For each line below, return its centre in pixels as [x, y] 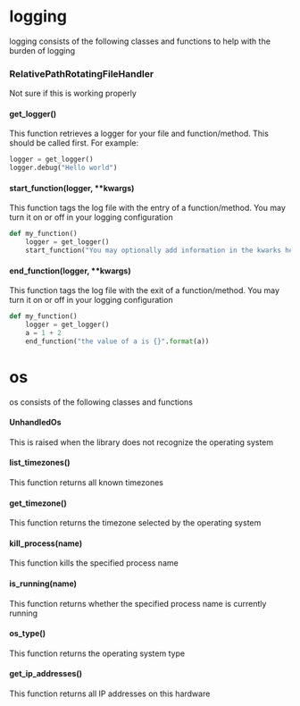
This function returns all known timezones [86, 483]
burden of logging [42, 50]
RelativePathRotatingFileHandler [82, 73]
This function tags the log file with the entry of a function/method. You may [147, 208]
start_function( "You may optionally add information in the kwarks [153, 251]
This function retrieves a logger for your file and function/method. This [139, 134]
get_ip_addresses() [46, 674]
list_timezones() [40, 463]
